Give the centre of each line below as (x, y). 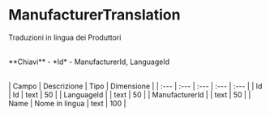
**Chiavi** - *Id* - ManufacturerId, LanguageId (89, 62)
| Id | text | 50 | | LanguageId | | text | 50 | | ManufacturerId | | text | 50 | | (130, 94)
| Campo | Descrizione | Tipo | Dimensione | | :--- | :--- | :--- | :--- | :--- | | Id (135, 86)
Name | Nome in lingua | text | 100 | (67, 103)
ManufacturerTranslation (94, 15)
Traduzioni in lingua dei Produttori (65, 37)
